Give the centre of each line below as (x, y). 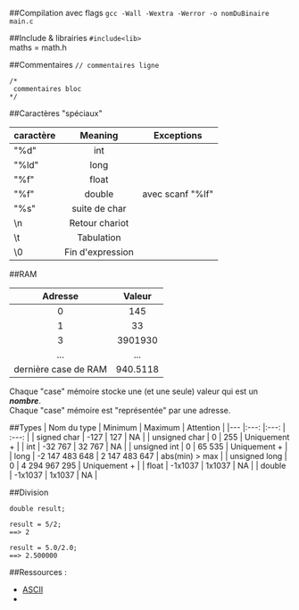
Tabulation (99, 238)
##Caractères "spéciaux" (56, 113)
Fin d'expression (99, 252)
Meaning (99, 135)
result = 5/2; (36, 524)
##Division (29, 492)
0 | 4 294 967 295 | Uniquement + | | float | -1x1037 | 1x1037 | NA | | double (148, 465)
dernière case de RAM (60, 369)
